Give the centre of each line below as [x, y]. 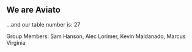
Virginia [16, 42]
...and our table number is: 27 [43, 24]
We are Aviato [34, 10]
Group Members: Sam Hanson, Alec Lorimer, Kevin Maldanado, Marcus [96, 36]
